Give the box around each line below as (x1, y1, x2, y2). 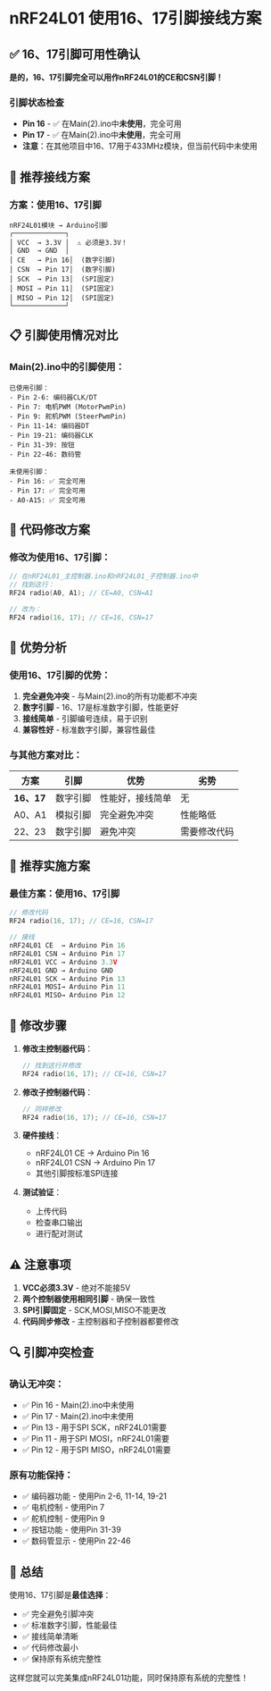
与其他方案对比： (9, 749, 83, 761)
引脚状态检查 (9, 96, 65, 108)
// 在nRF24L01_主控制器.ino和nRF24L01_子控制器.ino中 (9, 572, 199, 581)
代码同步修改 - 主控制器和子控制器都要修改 (21, 1316, 180, 1327)
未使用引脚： (9, 467, 50, 476)
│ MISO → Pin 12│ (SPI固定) (9, 293, 115, 302)
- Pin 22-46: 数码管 (9, 450, 82, 459)
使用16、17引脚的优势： (9, 669, 111, 682)
